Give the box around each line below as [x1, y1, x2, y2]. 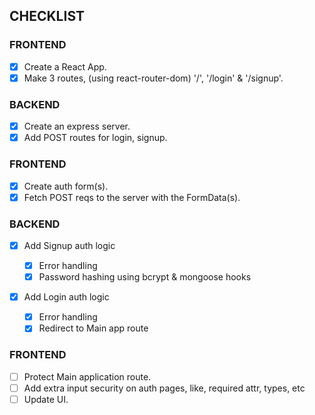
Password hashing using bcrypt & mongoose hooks [38, 271, 252, 283]
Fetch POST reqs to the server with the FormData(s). [23, 191, 241, 203]
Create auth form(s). [23, 180, 109, 192]
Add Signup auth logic [23, 239, 116, 251]
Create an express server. [23, 120, 131, 133]
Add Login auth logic [23, 291, 110, 303]
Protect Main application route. [23, 370, 152, 383]
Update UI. [23, 393, 69, 405]
